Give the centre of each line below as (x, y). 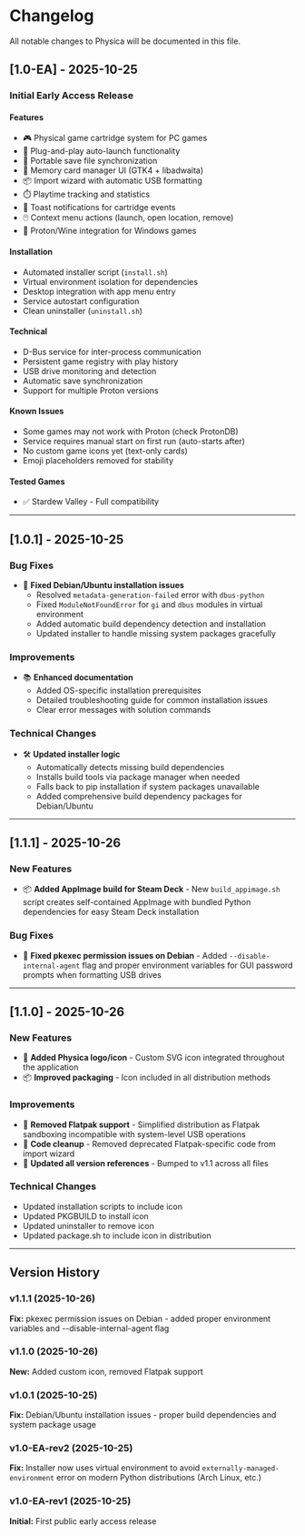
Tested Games (37, 481)
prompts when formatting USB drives (92, 974)
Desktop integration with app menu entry (99, 291)
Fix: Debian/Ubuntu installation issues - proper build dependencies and (143, 1415)
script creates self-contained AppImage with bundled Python (137, 902)
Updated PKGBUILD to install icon (86, 1216)
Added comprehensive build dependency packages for (139, 796)
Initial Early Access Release (72, 96)
